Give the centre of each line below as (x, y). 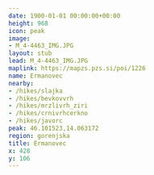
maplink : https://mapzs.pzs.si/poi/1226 (77, 69)
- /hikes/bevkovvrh (41, 98)
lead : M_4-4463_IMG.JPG (48, 61)
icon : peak (27, 31)
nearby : (21, 83)
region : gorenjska (39, 135)
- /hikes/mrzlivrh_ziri (48, 106)
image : (19, 38)
